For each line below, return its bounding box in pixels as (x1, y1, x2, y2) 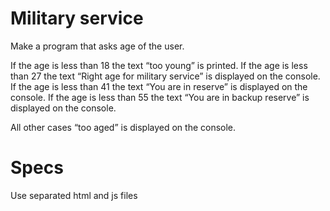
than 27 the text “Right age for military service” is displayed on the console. (10, 70, 321, 82)
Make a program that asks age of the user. (10, 40, 185, 52)
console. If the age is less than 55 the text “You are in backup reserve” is (10, 91, 310, 103)
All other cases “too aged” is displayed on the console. (10, 121, 237, 133)
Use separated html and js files (10, 189, 138, 201)
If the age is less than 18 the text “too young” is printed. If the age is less (10, 59, 308, 71)
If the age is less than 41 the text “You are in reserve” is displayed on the (10, 80, 308, 92)
